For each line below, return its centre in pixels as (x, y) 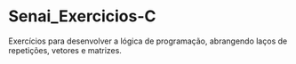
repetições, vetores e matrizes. (65, 50)
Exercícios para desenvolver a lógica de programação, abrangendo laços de (148, 41)
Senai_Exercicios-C (82, 16)
